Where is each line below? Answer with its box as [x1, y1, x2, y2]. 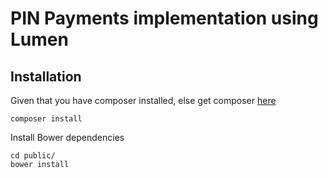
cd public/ [10, 151, 56, 161]
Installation [10, 68, 82, 85]
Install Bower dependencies [10, 132, 125, 143]
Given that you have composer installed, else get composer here [10, 95, 277, 106]
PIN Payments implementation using [10, 7, 319, 30]
